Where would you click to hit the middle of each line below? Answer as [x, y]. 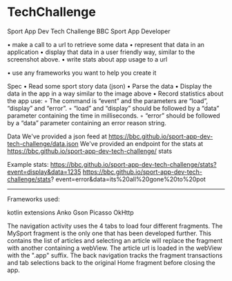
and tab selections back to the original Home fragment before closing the [111, 262]
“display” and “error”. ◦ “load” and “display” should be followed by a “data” [113, 108]
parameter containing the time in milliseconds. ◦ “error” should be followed [114, 116]
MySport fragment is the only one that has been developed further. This [109, 233]
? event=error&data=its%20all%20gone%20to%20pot [128, 179]
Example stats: [28, 164]
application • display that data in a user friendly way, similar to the [101, 52]
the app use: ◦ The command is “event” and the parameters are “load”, [108, 100]
